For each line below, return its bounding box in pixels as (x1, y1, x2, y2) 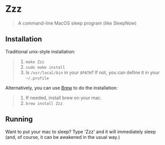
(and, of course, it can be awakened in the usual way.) (5, 134, 120, 140)
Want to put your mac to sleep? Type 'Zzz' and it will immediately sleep (5, 129, 156, 135)
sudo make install (25, 65, 65, 70)
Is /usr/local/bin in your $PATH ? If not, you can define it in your (25, 69, 160, 75)
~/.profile (25, 75, 49, 81)
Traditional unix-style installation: (5, 48, 76, 54)
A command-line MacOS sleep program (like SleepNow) (17, 20, 137, 26)
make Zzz (25, 59, 45, 65)
